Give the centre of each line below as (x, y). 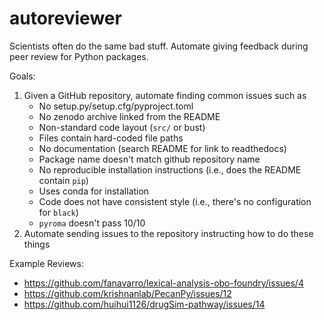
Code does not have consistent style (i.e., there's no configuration (175, 201)
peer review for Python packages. (79, 56)
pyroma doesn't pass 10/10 (92, 223)
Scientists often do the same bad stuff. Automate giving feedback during (159, 46)
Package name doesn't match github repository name (149, 159)
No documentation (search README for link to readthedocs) (162, 148)
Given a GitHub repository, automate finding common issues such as (165, 95)
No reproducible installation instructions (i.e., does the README (170, 169)
